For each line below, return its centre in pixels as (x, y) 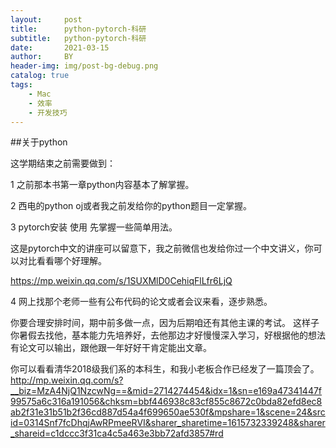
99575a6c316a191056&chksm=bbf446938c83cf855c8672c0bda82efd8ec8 (166, 402)
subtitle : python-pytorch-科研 (78, 38)
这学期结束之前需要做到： (63, 163)
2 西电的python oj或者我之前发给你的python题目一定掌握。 (131, 206)
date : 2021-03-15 (60, 47)
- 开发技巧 (48, 112)
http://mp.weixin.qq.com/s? (67, 380)
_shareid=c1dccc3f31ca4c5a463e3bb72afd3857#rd (117, 433)
